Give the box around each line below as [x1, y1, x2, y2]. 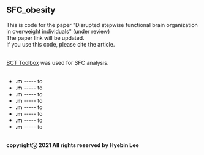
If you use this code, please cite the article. [6, 40, 115, 48]
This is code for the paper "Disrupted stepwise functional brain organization [6, 21, 198, 28]
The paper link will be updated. [6, 34, 85, 42]
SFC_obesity [6, 5, 56, 15]
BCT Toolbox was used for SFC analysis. [6, 59, 109, 66]
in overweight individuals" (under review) [6, 28, 110, 35]
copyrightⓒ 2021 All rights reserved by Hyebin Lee [6, 141, 139, 149]
